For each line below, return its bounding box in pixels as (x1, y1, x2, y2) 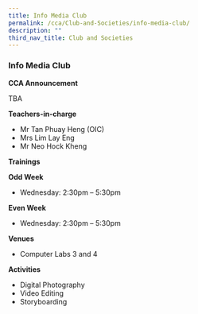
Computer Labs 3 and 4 (19, 249, 98, 258)
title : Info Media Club (8, 11, 87, 20)
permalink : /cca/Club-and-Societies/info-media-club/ (8, 19, 191, 27)
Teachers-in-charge (8, 109, 77, 118)
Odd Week (8, 172, 44, 181)
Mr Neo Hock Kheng (19, 141, 87, 151)
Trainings (8, 157, 41, 166)
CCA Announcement (8, 78, 78, 87)
